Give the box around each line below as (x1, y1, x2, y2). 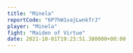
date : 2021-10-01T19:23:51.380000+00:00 (7, 36, 127, 43)
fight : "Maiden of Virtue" (7, 29, 86, 36)
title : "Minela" (7, 10, 54, 17)
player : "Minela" (7, 23, 58, 30)
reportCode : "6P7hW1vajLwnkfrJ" (7, 17, 101, 23)
